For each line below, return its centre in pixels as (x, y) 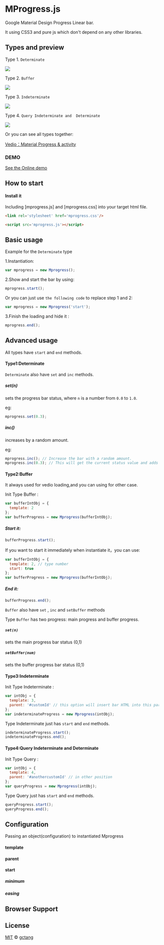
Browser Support (32, 909)
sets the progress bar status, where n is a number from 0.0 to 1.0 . (71, 398)
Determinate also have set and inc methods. (50, 374)
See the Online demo (26, 168)
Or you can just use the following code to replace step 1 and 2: (69, 298)
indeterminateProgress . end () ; (36, 737)
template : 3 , (23, 701)
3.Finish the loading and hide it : (37, 316)
